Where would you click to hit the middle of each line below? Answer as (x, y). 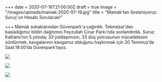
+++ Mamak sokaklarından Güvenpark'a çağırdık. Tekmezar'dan (69, 27)
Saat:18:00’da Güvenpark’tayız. (36, 47)
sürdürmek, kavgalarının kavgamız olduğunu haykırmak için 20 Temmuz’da (80, 42)
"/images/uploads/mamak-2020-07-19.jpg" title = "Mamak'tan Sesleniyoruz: (81, 12)
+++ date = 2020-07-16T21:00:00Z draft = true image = (61, 7)
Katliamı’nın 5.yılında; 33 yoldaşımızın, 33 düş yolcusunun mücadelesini (76, 37)
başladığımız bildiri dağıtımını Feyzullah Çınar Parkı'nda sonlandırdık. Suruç (80, 32)
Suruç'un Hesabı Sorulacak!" (34, 17)
